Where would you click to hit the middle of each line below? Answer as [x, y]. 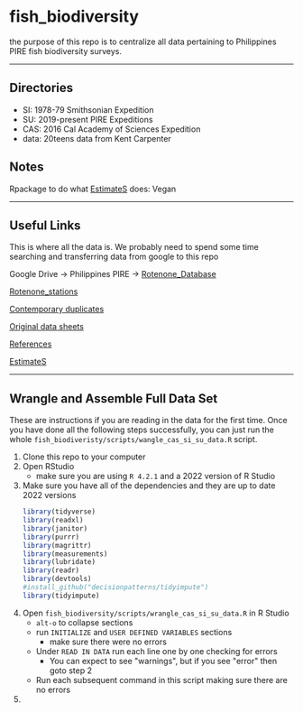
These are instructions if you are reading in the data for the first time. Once [148, 421]
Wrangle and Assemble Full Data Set [114, 398]
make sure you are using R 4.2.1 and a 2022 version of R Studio [156, 476]
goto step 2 [71, 670]
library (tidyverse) [59, 512]
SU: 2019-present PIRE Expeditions [87, 119]
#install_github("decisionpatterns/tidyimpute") [115, 587]
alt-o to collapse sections [84, 622]
